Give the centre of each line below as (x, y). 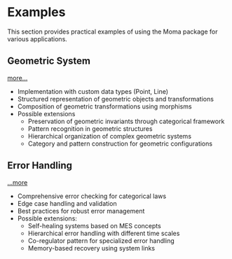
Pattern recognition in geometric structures (90, 128)
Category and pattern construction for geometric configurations (120, 143)
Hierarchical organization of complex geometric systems (109, 136)
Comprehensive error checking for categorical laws (92, 196)
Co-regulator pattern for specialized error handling (101, 240)
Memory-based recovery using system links (91, 248)
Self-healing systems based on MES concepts (94, 225)
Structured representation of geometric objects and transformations (115, 99)
